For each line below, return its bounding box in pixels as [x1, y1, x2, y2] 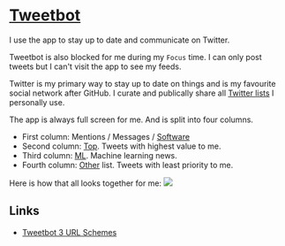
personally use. [9, 96, 65, 107]
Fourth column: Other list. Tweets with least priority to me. [21, 159, 234, 170]
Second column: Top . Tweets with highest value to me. [21, 141, 221, 151]
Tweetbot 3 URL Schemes [21, 227, 117, 237]
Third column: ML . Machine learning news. [21, 150, 178, 160]
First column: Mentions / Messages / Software [21, 131, 191, 142]
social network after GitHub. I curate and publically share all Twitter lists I [9, 88, 274, 98]
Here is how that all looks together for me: [9, 178, 161, 188]
